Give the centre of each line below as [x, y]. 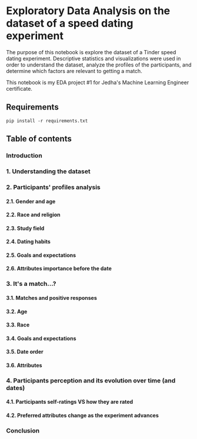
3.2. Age [17, 311]
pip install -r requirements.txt [47, 121]
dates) [16, 388]
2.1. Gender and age [31, 201]
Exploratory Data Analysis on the [88, 11]
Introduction [24, 156]
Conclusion [23, 430]
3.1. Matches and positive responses [51, 298]
